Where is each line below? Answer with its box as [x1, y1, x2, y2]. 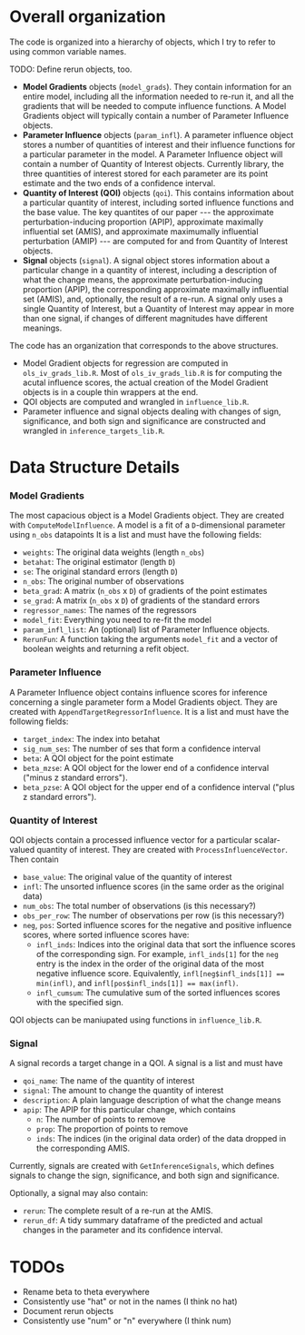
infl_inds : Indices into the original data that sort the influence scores [35, 939, 296, 950]
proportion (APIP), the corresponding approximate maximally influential [22, 283, 289, 294]
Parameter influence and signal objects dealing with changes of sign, [22, 406, 281, 417]
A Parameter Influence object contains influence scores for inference [9, 687, 268, 697]
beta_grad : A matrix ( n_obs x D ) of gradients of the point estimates [22, 586, 268, 597]
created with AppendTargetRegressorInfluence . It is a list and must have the [9, 706, 290, 717]
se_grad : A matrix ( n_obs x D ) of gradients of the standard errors [22, 595, 261, 606]
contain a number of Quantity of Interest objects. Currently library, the [22, 158, 284, 169]
